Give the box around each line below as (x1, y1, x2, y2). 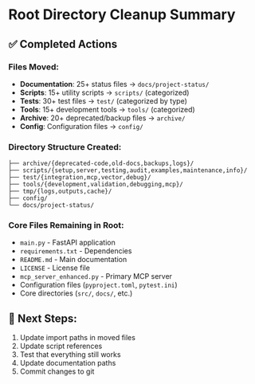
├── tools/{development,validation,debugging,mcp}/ (8, 181, 183, 189)
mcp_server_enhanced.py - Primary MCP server (19, 272, 173, 281)
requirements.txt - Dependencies (19, 246, 132, 256)
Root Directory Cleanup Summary (8, 6, 236, 24)
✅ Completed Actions (8, 37, 118, 51)
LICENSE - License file (19, 263, 90, 272)
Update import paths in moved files (19, 333, 135, 343)
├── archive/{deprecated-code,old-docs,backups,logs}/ (8, 159, 194, 168)
